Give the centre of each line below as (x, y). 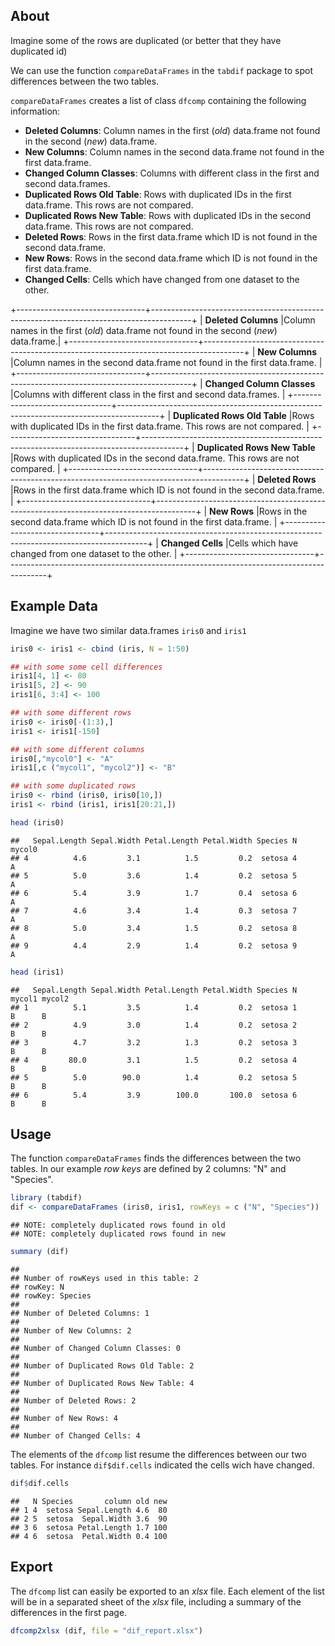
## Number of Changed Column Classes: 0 (96, 1349)
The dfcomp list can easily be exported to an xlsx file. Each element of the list (167, 1591)
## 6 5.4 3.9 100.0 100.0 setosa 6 (154, 1095)
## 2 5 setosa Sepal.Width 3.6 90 (89, 1519)
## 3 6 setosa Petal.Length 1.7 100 (89, 1527)
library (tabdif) (46, 1198)
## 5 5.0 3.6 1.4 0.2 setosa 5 (154, 875)
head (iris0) (37, 822)
